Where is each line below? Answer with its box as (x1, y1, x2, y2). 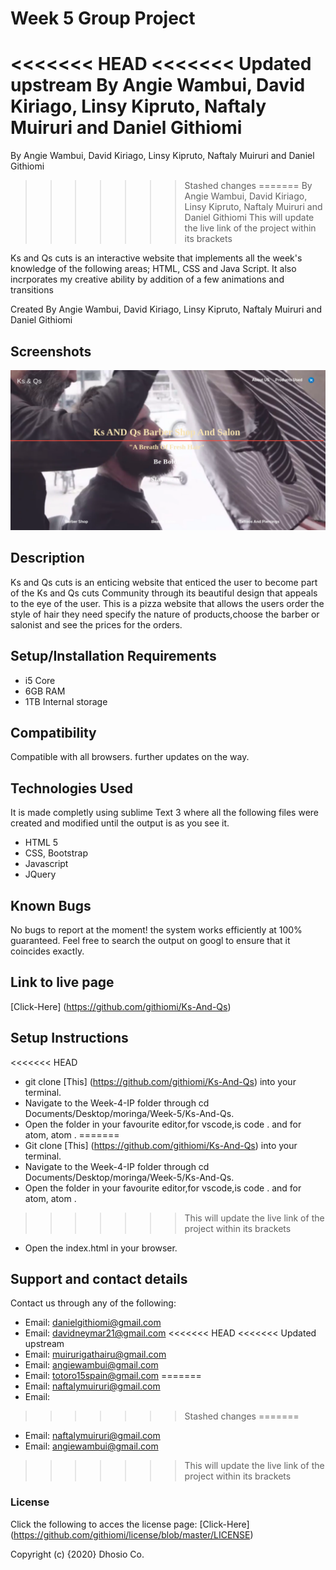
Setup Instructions (10, 1030, 129, 1047)
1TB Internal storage (24, 695, 108, 707)
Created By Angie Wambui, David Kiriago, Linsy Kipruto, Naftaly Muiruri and (10, 303, 322, 316)
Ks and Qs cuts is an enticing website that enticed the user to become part (10, 576, 318, 588)
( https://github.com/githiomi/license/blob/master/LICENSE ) (10, 1528, 254, 1541)
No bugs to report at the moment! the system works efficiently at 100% (10, 923, 303, 936)
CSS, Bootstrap (24, 847, 89, 859)
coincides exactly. (10, 945, 85, 957)
